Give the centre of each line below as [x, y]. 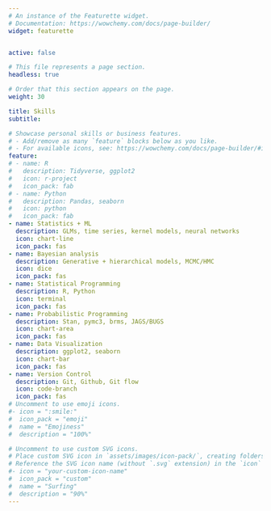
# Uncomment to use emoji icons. [65, 404]
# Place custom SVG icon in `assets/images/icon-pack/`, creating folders [137, 456]
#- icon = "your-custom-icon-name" [68, 471]
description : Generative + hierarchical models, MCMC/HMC [115, 261]
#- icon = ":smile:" [43, 412]
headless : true [34, 75]
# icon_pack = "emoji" [48, 419]
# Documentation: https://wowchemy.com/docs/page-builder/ [110, 23]
